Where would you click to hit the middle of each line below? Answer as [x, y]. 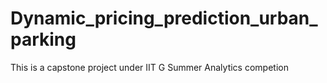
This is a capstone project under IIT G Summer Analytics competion [149, 67]
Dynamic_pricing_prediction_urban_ [164, 18]
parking [43, 39]
